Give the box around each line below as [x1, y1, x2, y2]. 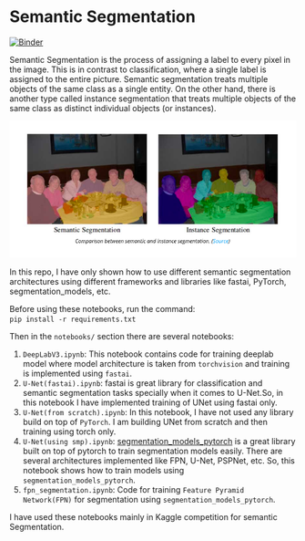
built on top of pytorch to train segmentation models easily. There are [22, 445, 283, 456]
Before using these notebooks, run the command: [9, 303, 196, 314]
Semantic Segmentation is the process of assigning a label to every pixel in [9, 54, 291, 65]
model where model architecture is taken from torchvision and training [22, 358, 290, 369]
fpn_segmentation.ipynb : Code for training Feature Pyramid [22, 484, 244, 494]
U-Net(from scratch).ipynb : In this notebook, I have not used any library [22, 406, 294, 417]
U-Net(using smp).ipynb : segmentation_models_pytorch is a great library [22, 435, 296, 446]
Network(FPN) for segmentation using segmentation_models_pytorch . [22, 494, 276, 505]
